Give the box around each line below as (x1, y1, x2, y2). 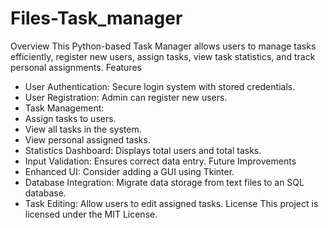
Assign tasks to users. (24, 112, 117, 124)
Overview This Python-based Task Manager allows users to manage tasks (10, 40, 317, 52)
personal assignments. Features (10, 61, 142, 73)
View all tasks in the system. (24, 123, 142, 135)
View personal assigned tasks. (24, 133, 151, 146)
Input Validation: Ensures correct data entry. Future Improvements (24, 155, 297, 167)
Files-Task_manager (10, 7, 183, 30)
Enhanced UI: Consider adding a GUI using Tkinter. (24, 165, 235, 177)
